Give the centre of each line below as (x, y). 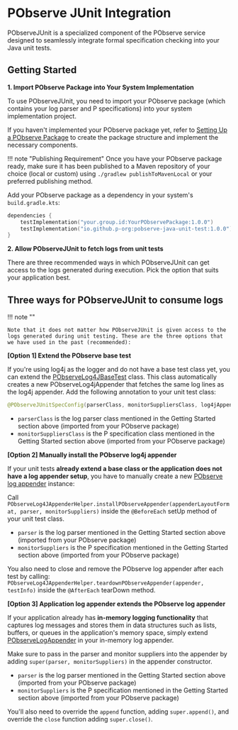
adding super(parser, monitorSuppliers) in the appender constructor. (110, 661)
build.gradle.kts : (34, 202)
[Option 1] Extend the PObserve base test (69, 355)
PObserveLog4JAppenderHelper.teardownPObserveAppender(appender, (106, 583)
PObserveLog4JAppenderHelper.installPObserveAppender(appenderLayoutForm (119, 504)
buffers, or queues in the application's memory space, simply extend (108, 632)
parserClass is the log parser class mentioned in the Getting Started (117, 418)
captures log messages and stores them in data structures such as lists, (112, 625)
